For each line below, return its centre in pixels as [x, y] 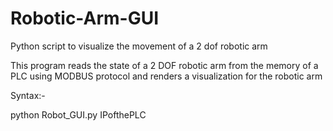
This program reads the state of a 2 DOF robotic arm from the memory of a [164, 65]
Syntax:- [28, 95]
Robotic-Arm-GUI [85, 18]
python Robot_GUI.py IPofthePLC [78, 114]
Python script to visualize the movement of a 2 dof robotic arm [139, 46]
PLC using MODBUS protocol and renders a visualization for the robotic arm [166, 76]
